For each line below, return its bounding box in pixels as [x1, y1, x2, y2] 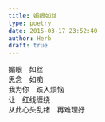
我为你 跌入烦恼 [8, 85, 64, 95]
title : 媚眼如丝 [8, 11, 57, 20]
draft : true [8, 42, 48, 50]
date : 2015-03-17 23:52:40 [8, 26, 98, 35]
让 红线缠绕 [8, 95, 50, 104]
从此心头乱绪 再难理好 [8, 105, 85, 115]
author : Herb [8, 34, 52, 43]
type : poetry [8, 19, 52, 27]
